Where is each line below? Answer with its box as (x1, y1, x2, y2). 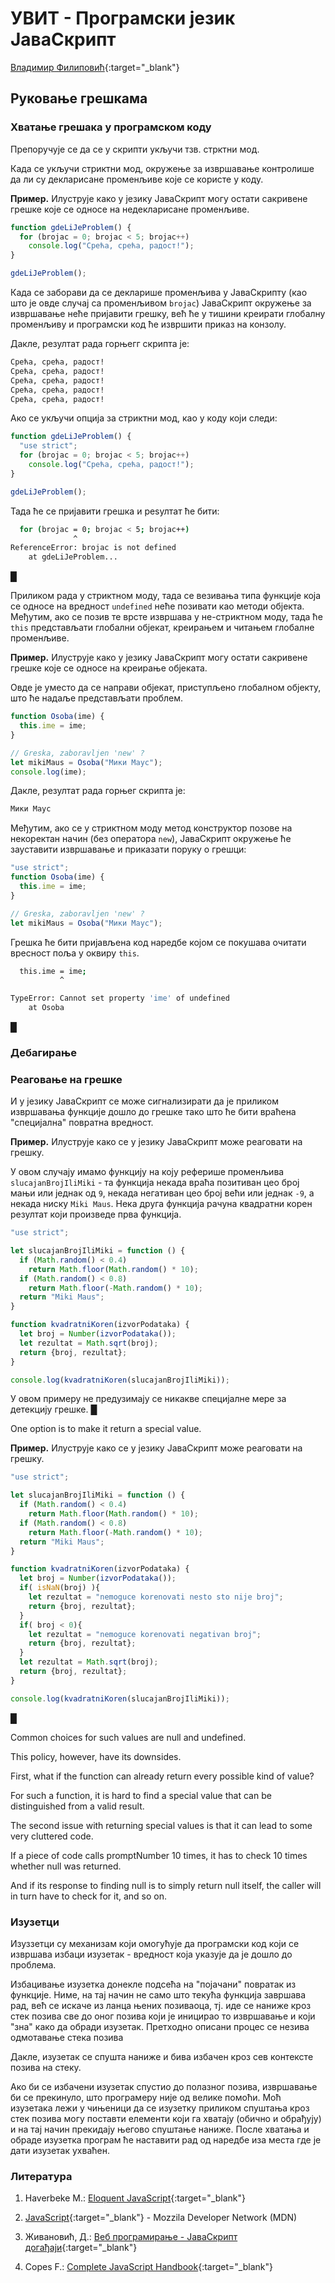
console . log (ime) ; (10, 767, 87, 777)
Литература (10, 2169, 73, 2183)
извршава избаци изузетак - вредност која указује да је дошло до (10, 1948, 293, 1961)
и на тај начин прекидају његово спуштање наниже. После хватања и (10, 2123, 310, 2136)
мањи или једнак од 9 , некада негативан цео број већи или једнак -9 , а (10, 1187, 315, 1199)
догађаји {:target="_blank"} (24, 2242, 138, 2254)
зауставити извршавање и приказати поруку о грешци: (10, 843, 247, 856)
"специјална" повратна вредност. (10, 1117, 154, 1129)
